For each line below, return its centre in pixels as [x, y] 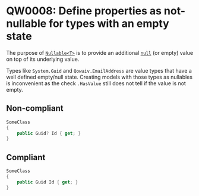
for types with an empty [109, 24]
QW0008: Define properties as [84, 11]
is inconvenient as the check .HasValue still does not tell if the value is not [96, 83]
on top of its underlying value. [43, 59]
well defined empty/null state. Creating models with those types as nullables [99, 77]
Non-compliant [35, 108]
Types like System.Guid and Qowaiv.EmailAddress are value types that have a [99, 70]
